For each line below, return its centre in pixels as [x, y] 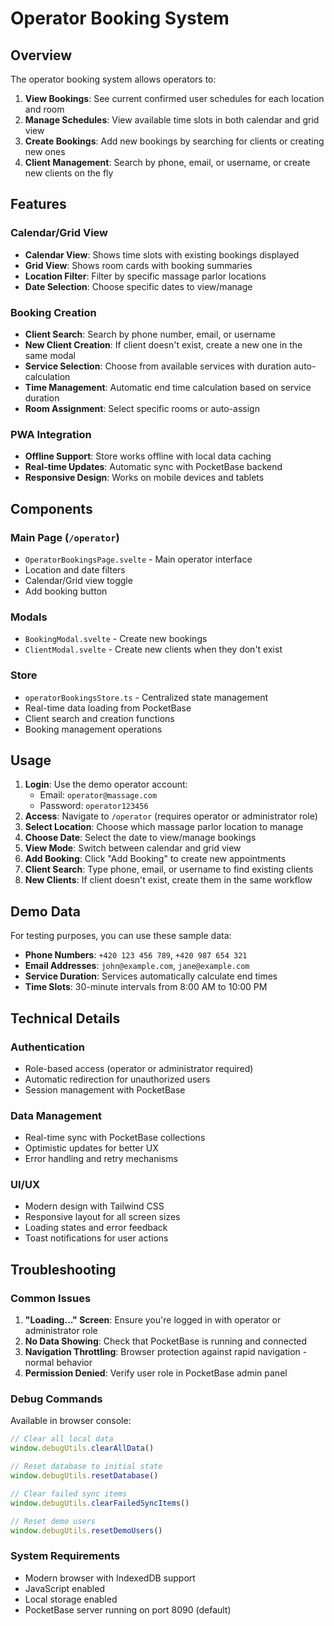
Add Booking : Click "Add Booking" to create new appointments [155, 859]
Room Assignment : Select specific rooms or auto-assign [142, 408]
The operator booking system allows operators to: [113, 79]
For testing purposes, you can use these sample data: [121, 936]
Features [38, 204]
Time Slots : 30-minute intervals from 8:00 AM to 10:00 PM [146, 987]
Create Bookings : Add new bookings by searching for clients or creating [174, 141]
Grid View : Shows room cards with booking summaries [138, 265]
